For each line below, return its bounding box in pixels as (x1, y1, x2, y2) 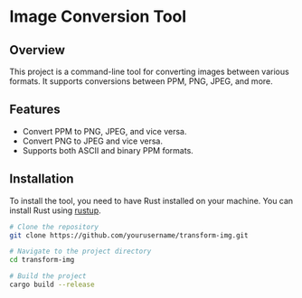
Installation (9, 172, 74, 187)
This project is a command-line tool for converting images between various (9, 66, 289, 77)
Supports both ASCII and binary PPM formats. (22, 144, 194, 155)
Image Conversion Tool (9, 6, 187, 27)
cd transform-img (9, 256, 75, 265)
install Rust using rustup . (9, 205, 101, 216)
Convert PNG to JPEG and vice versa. (22, 135, 163, 146)
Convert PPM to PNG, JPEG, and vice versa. (22, 126, 187, 136)
